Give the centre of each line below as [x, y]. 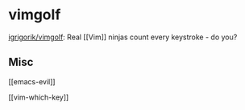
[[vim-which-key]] [39, 97]
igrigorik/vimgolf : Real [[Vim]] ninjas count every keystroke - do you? [123, 37]
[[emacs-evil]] [32, 81]
